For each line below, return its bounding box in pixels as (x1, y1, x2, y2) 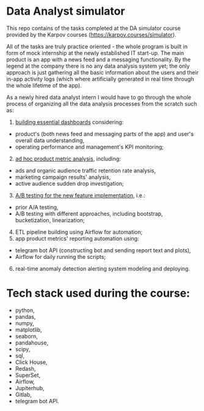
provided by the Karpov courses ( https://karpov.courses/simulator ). (6, 31, 177, 38)
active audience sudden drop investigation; (15, 180, 124, 187)
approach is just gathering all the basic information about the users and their (6, 68, 199, 76)
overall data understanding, (15, 136, 84, 144)
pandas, (15, 313, 36, 320)
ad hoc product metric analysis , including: (15, 155, 121, 162)
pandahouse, (15, 339, 49, 346)
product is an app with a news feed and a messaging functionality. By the (6, 56, 191, 63)
